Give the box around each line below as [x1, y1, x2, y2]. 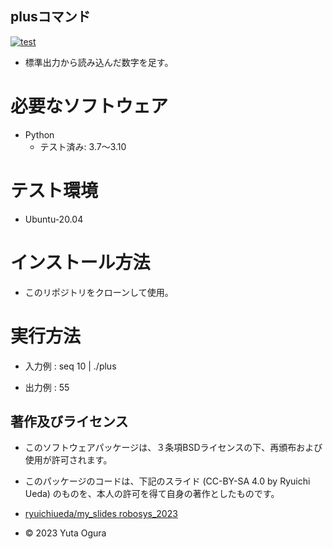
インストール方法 [10, 251, 151, 274]
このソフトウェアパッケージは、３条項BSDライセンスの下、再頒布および [24, 442, 323, 454]
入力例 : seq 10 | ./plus [24, 360, 117, 372]
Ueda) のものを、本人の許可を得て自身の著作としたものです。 [24, 488, 280, 500]
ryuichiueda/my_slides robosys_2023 [24, 508, 178, 520]
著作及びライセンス [10, 413, 129, 430]
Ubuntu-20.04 [24, 213, 84, 225]
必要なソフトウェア [10, 95, 169, 117]
